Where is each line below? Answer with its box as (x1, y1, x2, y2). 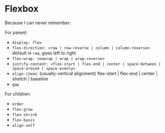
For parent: (5, 29, 28, 35)
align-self (12, 123, 35, 128)
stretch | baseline (12, 76, 48, 82)
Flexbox (5, 3, 39, 15)
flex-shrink (12, 112, 37, 117)
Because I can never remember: (5, 20, 71, 26)
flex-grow (12, 107, 33, 112)
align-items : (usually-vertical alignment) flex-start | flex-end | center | (12, 70, 158, 76)
